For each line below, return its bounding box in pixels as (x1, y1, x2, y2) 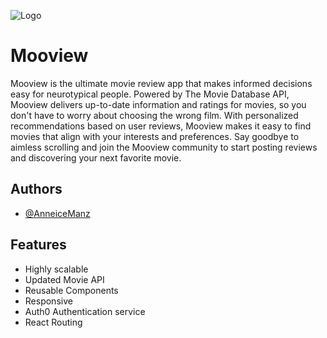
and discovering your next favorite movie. (10, 151, 182, 164)
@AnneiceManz (24, 207, 91, 219)
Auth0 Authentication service (24, 305, 146, 317)
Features (10, 236, 67, 254)
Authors (10, 181, 63, 198)
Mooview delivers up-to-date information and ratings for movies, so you (10, 98, 307, 110)
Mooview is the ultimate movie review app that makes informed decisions (10, 77, 313, 89)
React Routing (24, 316, 83, 328)
